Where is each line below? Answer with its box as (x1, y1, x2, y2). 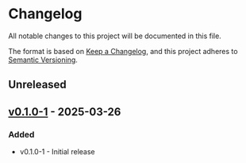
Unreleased (8, 78, 67, 91)
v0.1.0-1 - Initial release (19, 147, 95, 157)
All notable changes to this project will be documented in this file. (8, 31, 222, 41)
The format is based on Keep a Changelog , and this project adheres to (8, 46, 238, 56)
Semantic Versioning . (8, 55, 78, 64)
